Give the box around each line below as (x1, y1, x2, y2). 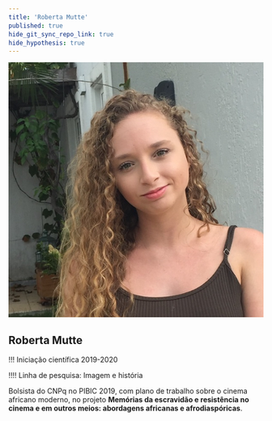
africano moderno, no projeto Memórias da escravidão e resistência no (8, 395, 249, 405)
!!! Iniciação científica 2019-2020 (8, 355, 118, 364)
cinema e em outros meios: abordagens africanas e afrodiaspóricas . (8, 403, 243, 413)
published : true (8, 21, 63, 30)
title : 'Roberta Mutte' (8, 13, 89, 21)
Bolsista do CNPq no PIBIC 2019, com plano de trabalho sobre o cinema (8, 386, 249, 396)
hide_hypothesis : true (8, 39, 85, 47)
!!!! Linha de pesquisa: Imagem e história (8, 371, 143, 381)
